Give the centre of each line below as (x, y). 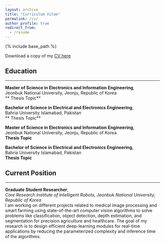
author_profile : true (27, 23)
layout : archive (22, 10)
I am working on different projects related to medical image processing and (81, 205)
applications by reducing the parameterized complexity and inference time (81, 231)
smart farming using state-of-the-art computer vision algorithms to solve (79, 210)
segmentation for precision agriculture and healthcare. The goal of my (76, 220)
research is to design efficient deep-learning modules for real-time (73, 226)
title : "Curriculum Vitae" (33, 14)
